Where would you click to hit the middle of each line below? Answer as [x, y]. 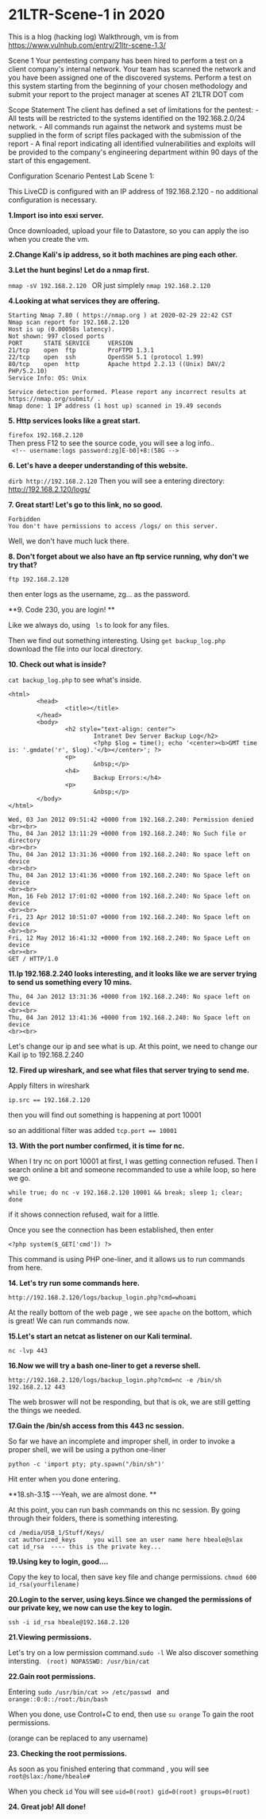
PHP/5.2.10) [28, 371]
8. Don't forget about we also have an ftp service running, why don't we [129, 556]
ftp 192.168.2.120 [39, 579]
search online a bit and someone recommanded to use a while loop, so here [132, 1169]
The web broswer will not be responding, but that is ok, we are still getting [129, 1401]
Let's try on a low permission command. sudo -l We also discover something [133, 1652]
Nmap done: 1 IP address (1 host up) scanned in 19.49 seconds [115, 406]
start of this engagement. [50, 160]
